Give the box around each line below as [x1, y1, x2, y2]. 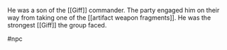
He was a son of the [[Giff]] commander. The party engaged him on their [7, 6, 220, 14]
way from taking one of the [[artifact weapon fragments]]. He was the [7, 13, 211, 22]
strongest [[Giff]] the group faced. [7, 21, 107, 29]
